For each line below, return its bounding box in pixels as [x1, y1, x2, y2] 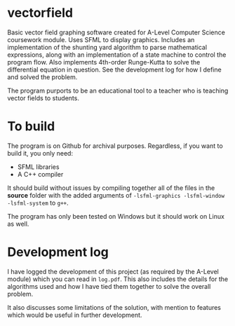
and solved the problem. [7, 72, 78, 81]
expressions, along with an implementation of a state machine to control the [7, 50, 227, 59]
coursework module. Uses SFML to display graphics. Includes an [7, 35, 195, 43]
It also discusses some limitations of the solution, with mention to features [7, 303, 222, 311]
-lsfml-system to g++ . [7, 198, 69, 207]
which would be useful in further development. [7, 311, 142, 319]
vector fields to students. [7, 93, 79, 102]
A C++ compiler [17, 170, 64, 178]
